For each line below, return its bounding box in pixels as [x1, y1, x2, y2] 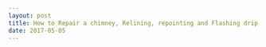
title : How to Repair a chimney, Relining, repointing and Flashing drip [8, 19, 259, 27]
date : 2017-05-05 [8, 26, 66, 34]
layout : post [8, 11, 52, 20]
